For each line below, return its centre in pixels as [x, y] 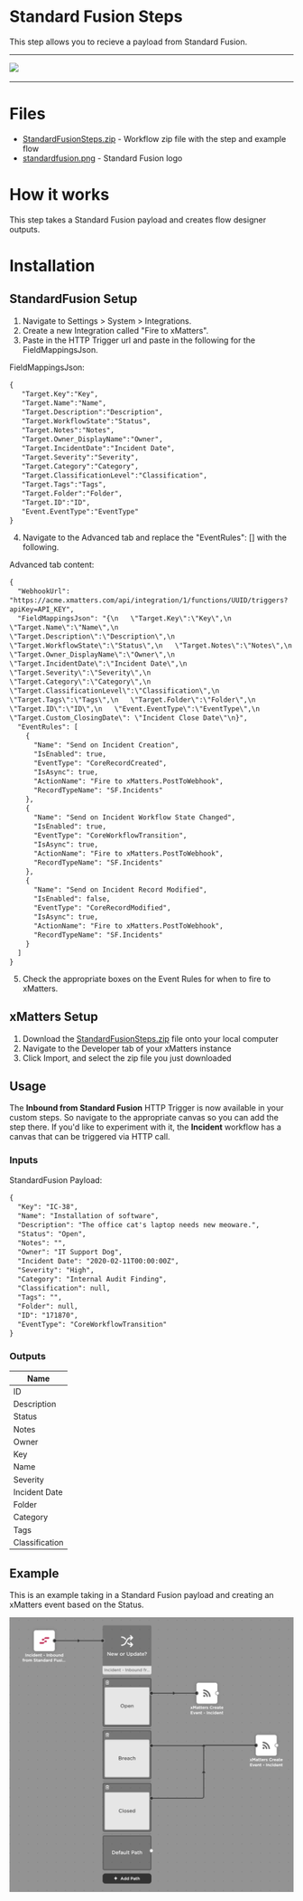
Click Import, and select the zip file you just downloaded [127, 1058]
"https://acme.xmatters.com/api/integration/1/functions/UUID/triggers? [149, 600]
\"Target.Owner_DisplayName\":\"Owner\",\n [92, 654]
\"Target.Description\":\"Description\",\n [92, 636]
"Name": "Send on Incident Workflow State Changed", [134, 817]
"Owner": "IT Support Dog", [70, 1252]
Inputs [24, 1160]
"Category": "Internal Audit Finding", [92, 1279]
